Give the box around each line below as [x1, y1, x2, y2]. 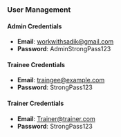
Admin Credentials [7, 22, 62, 30]
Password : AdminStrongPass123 [17, 45, 111, 53]
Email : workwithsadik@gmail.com [17, 37, 114, 46]
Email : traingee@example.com [17, 76, 105, 84]
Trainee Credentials [7, 60, 66, 68]
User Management [7, 5, 71, 15]
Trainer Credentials [7, 99, 64, 107]
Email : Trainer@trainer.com [17, 114, 95, 122]
